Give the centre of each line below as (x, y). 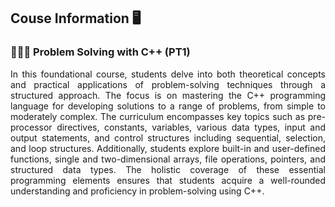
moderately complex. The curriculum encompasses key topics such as (158, 116)
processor (31, 127)
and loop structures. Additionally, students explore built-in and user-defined (168, 148)
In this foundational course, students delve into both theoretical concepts (168, 74)
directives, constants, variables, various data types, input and (191, 127)
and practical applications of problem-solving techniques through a (168, 84)
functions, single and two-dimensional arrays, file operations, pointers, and (168, 159)
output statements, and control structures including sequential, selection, (168, 137)
